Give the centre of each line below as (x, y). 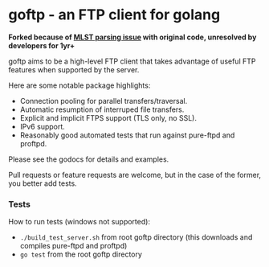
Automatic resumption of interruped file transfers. (102, 109)
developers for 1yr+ (41, 45)
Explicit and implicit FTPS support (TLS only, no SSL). (108, 117)
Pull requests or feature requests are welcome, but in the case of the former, (135, 175)
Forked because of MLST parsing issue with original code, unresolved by (132, 37)
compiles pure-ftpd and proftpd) (73, 246)
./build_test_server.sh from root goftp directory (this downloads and (136, 237)
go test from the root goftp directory (81, 254)
